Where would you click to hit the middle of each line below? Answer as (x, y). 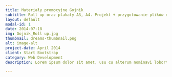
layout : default (23, 19)
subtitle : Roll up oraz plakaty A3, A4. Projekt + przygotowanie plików (84, 15)
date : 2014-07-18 (24, 29)
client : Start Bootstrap (32, 53)
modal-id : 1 (18, 24)
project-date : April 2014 (33, 48)
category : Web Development (34, 57)
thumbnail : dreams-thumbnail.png (41, 39)
